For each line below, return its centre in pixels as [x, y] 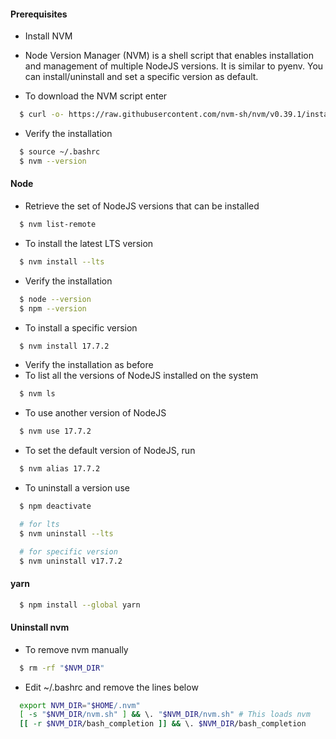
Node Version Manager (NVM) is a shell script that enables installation [169, 56]
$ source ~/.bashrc [60, 152]
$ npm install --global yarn [80, 605]
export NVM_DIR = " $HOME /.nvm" [80, 705]
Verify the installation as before [89, 365]
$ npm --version [53, 308]
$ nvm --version [53, 161]
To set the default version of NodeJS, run [110, 451]
